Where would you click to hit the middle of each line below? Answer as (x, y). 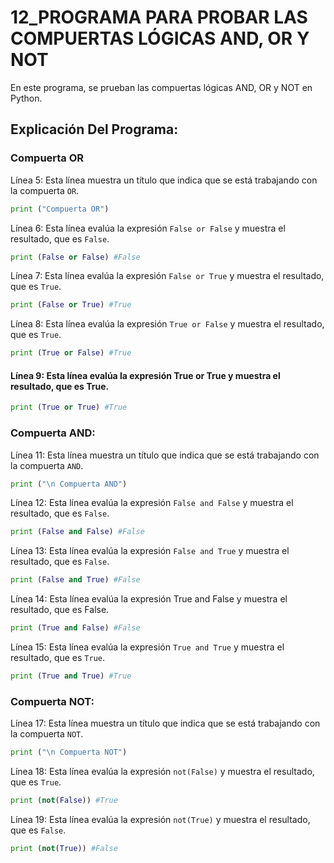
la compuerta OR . (45, 190)
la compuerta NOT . (47, 734)
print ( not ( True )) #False (64, 848)
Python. (26, 98)
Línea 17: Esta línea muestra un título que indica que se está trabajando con (165, 723)
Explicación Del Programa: (94, 129)
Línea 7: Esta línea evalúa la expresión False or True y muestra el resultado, (167, 276)
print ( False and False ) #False (77, 532)
